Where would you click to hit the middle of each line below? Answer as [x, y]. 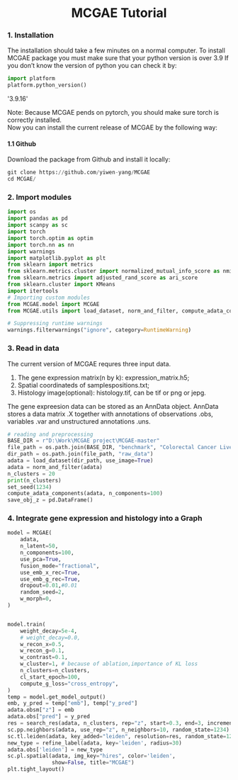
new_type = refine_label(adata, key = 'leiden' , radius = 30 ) [95, 743]
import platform [31, 79]
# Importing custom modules [49, 298]
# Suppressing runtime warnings [55, 324]
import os [22, 212]
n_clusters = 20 [31, 474]
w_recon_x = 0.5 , [42, 644]
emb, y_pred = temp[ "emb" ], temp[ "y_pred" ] [73, 703]
